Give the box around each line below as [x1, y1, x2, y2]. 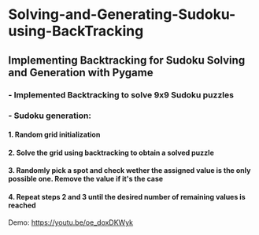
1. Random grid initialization [8, 130, 101, 139]
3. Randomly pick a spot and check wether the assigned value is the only [8, 166, 251, 175]
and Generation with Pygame [8, 65, 154, 79]
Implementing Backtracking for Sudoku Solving [8, 53, 246, 67]
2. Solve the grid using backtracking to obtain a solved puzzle [8, 148, 215, 157]
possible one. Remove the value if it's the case [8, 174, 164, 184]
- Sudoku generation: [8, 110, 92, 121]
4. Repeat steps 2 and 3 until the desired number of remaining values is [8, 192, 246, 201]
